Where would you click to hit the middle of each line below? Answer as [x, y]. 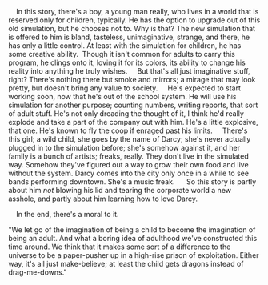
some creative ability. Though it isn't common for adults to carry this [122, 54]
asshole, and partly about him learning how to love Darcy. [103, 199]
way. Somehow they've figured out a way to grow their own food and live [129, 165]
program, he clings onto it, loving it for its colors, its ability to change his [127, 62]
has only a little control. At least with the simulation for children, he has [125, 46]
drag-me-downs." [38, 272]
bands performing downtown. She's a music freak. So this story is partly [132, 182]
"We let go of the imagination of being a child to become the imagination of [132, 230]
